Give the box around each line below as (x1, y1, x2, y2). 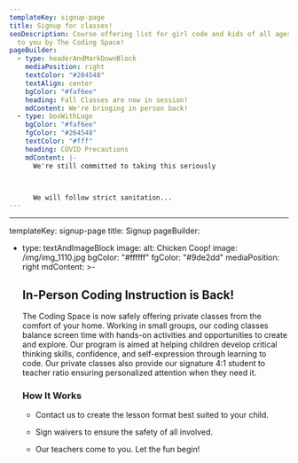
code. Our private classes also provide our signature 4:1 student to (21, 358, 266, 369)
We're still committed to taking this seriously (32, 161, 216, 170)
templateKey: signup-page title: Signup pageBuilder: (9, 225, 200, 236)
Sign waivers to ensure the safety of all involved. (35, 427, 214, 437)
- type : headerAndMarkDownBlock (17, 54, 137, 63)
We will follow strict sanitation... (32, 192, 173, 202)
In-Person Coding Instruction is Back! (21, 287, 235, 302)
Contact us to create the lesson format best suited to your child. (35, 410, 269, 420)
